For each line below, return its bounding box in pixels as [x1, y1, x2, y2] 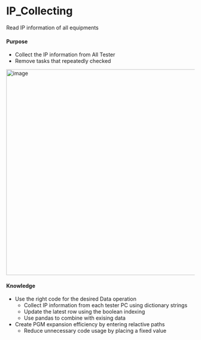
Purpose [6, 38, 28, 45]
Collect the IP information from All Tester [14, 51, 115, 58]
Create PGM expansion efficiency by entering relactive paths [14, 321, 165, 328]
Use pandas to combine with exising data [23, 314, 126, 321]
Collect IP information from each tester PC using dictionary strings [23, 302, 188, 309]
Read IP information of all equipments [6, 24, 99, 31]
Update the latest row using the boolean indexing [23, 308, 145, 315]
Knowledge [6, 282, 36, 289]
